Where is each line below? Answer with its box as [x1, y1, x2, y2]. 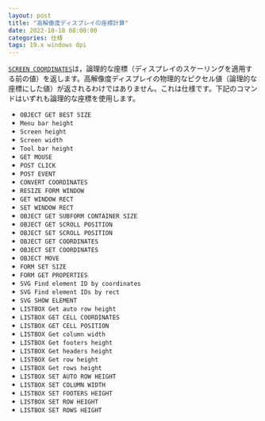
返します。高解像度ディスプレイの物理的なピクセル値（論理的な [49, 74, 258, 83]
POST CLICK [19, 162, 56, 170]
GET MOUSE [19, 153, 53, 161]
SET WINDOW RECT [19, 204, 74, 212]
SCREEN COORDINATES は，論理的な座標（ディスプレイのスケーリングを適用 [8, 64, 246, 74]
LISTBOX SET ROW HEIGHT [19, 398, 99, 406]
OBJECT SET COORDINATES [19, 246, 99, 254]
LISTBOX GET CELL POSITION [19, 323, 109, 330]
